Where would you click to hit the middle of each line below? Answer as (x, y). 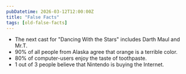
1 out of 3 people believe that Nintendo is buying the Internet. (89, 65)
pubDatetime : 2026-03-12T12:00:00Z (50, 12)
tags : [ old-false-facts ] (37, 22)
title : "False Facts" (33, 17)
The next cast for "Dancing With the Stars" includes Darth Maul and (97, 40)
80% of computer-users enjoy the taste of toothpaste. (81, 58)
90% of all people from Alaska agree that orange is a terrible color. (96, 52)
